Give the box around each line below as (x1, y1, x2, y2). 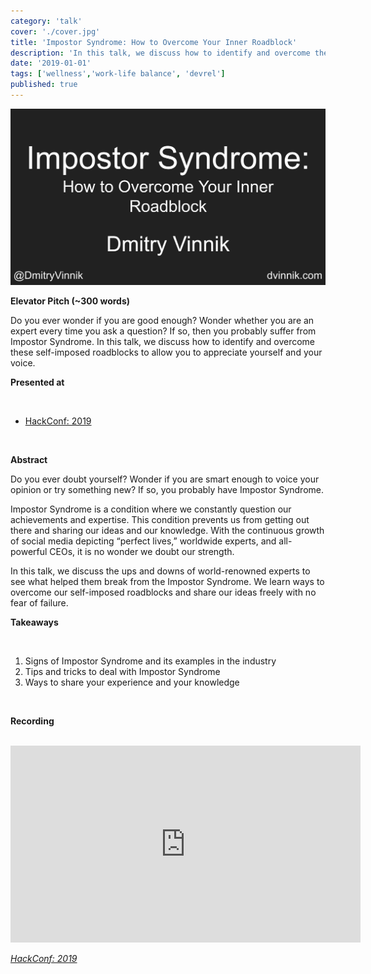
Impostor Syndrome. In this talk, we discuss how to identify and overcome (10, 335, 316, 347)
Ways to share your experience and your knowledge (24, 676, 240, 688)
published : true (10, 80, 78, 90)
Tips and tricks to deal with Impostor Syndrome (24, 665, 221, 677)
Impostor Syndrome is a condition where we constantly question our (10, 503, 292, 515)
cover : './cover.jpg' (10, 26, 101, 37)
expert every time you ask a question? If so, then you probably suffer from (10, 325, 317, 337)
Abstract (10, 453, 48, 465)
